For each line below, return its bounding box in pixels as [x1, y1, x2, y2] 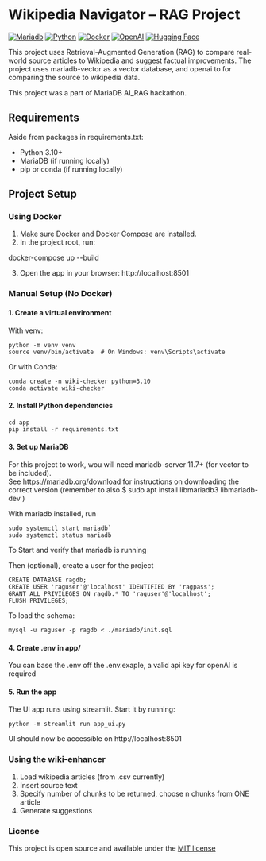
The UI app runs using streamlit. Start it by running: [8, 705, 176, 714]
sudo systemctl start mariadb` [8, 524, 112, 532]
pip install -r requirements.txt [8, 425, 119, 434]
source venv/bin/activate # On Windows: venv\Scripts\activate [8, 348, 226, 356]
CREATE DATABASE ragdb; [8, 576, 87, 584]
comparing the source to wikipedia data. [8, 72, 141, 82]
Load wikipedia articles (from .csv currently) [19, 772, 165, 782]
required [8, 669, 37, 678]
